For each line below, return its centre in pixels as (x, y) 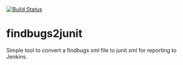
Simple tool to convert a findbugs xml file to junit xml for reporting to (91, 50)
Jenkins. (17, 57)
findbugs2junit (45, 34)
